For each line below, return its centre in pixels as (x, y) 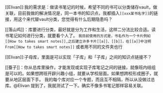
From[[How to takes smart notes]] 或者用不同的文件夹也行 (64, 47)
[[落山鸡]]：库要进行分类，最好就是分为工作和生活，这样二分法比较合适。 (78, 30)
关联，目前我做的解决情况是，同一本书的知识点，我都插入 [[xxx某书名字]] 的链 (81, 13)
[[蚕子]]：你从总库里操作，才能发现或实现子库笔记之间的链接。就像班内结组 (81, 67)
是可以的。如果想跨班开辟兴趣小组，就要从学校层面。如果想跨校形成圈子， (79, 73)
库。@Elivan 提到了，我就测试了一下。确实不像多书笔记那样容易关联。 (75, 85)
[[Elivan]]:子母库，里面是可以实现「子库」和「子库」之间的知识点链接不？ (78, 57)
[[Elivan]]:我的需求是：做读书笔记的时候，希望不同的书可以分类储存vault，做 (81, 7)
